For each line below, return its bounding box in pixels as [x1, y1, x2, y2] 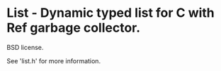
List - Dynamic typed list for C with [6, 5, 215, 21]
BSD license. [6, 43, 44, 51]
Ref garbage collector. [6, 20, 141, 36]
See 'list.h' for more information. [6, 56, 101, 65]
